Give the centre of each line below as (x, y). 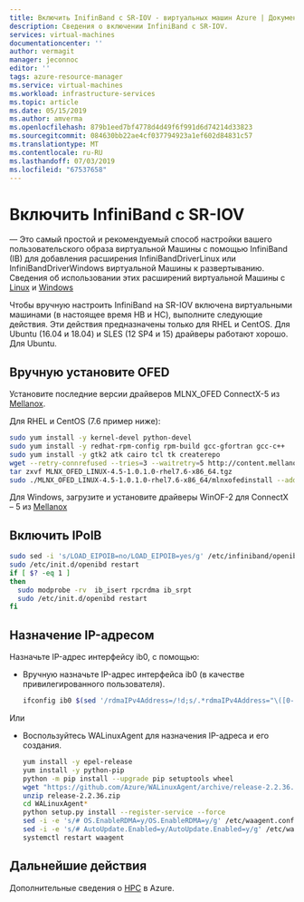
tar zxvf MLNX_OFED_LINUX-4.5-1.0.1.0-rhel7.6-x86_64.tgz (121, 471)
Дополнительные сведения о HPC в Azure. (92, 887)
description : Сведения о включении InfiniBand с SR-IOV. (119, 26)
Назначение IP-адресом (82, 635)
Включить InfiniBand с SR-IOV (127, 214)
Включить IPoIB (56, 535)
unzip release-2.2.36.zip (71, 795)
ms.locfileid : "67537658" (58, 170)
